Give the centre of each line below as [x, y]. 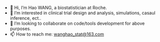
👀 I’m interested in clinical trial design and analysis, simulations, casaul [83, 13]
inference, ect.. [25, 18]
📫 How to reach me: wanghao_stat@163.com [57, 34]
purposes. [20, 29]
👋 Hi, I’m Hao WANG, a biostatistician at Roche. [58, 8]
